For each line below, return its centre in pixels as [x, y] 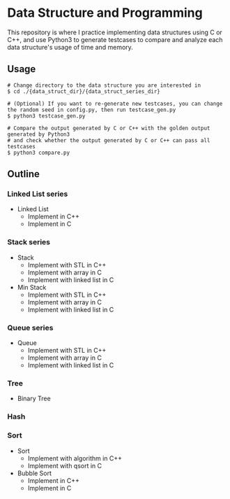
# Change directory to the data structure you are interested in [104, 85]
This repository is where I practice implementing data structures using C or [115, 32]
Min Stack [32, 287]
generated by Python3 [39, 134]
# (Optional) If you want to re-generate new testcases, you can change [115, 104]
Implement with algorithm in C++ [75, 458]
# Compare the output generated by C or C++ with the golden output [109, 128]
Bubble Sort [34, 473]
